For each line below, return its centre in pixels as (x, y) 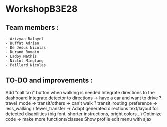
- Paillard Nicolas (26, 65)
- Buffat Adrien (22, 43)
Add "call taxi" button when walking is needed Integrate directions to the (80, 92)
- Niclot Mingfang (24, 61)
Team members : (32, 27)
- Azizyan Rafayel (24, 39)
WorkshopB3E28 (41, 9)
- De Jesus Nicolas (26, 48)
